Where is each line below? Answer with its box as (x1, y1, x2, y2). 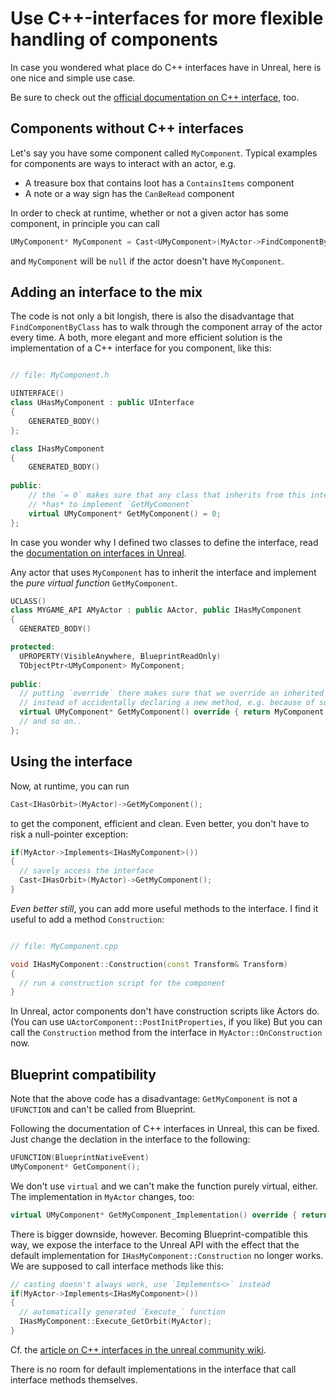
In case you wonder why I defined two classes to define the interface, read (10, 536, 319, 548)
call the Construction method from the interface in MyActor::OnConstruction (10, 1027, 323, 1039)
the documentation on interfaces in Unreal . (10, 547, 187, 559)
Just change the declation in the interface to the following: (10, 1133, 251, 1146)
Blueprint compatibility (10, 1066, 157, 1083)
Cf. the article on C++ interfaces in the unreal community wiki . (10, 1343, 267, 1356)
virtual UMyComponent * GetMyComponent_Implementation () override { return (10, 1210, 329, 1220)
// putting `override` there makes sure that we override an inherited (19, 688, 325, 699)
